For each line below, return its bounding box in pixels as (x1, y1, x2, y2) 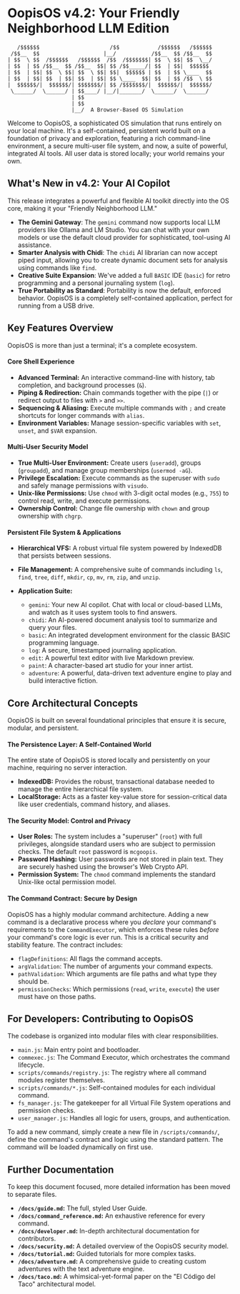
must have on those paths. (17, 992, 96, 1000)
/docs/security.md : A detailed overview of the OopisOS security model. (17, 1242, 229, 1250)
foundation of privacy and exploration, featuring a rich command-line (7, 134, 211, 142)
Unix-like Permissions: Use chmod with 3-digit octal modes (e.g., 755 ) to (17, 488, 229, 497)
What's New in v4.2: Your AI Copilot (7, 177, 171, 190)
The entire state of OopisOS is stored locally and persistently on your (7, 756, 211, 765)
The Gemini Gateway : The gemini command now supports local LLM (17, 218, 221, 226)
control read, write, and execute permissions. (17, 496, 151, 505)
